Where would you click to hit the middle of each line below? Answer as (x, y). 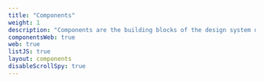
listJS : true (29, 52)
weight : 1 (24, 23)
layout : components (40, 59)
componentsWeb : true (42, 37)
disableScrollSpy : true (47, 66)
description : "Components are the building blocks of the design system (130, 30)
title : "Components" (42, 15)
